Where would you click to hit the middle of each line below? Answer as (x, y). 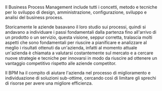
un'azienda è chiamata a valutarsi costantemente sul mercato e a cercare (79, 53)
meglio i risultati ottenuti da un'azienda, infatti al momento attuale (71, 48)
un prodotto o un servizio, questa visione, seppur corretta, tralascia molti (79, 37)
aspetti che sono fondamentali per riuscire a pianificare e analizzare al (76, 43)
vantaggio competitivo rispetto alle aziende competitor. (61, 63)
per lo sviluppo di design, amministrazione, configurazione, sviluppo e (76, 12)
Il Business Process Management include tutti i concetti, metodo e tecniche (81, 7)
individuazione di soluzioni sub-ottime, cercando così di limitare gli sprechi (81, 78)
